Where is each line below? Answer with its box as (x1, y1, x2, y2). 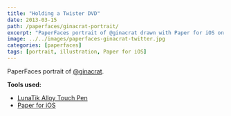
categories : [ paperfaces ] (7, 42, 82, 49)
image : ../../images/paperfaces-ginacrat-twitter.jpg (7, 36, 166, 43)
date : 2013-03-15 (7, 16, 57, 23)
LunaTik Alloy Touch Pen (17, 93, 88, 102)
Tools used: (7, 80, 41, 89)
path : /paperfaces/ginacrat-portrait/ (7, 23, 119, 30)
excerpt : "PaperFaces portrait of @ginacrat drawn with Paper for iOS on (7, 29, 225, 36)
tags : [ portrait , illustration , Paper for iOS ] (7, 49, 147, 56)
